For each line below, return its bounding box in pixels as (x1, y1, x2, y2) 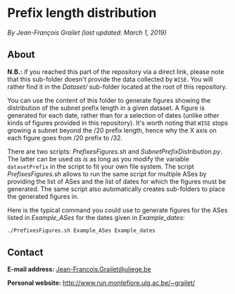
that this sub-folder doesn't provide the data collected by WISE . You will (7, 75, 213, 83)
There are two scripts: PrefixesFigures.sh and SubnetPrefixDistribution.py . (7, 147, 223, 156)
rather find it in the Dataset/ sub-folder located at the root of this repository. (7, 82, 227, 91)
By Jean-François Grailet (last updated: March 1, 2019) (7, 28, 167, 37)
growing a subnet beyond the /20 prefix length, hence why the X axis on (7, 125, 217, 135)
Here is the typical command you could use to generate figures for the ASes (7, 206, 228, 214)
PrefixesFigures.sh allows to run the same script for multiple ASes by (7, 169, 207, 178)
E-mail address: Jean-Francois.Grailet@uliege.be (7, 265, 151, 274)
